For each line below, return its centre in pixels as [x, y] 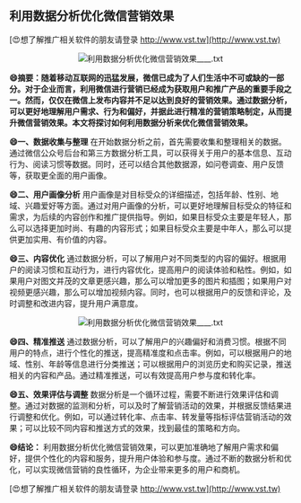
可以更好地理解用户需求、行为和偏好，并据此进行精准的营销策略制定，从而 [146, 111]
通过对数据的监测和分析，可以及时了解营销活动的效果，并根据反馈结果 [154, 405]
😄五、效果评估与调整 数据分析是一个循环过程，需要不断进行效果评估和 [140, 394]
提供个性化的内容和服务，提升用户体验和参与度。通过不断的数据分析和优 [158, 458]
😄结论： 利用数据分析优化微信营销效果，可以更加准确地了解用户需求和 [140, 446]
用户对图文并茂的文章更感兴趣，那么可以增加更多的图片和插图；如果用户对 [154, 280]
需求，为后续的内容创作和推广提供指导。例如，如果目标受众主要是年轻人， [146, 216]
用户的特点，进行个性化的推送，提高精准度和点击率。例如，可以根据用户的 [146, 352]
